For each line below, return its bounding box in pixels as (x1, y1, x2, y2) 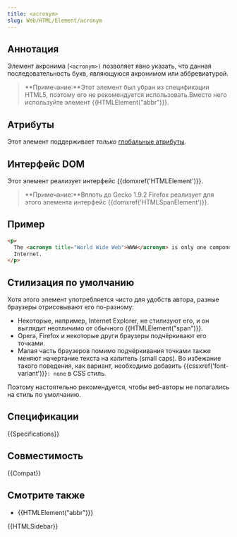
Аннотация (7, 43, 59, 55)
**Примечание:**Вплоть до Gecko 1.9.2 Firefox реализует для (24, 190, 214, 199)
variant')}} (17, 369, 48, 378)
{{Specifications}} (7, 429, 60, 438)
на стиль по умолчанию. (7, 391, 81, 399)
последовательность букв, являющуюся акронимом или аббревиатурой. (7, 69, 229, 78)
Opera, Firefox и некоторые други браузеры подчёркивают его (17, 332, 207, 340)
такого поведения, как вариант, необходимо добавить (17, 362, 182, 370)
